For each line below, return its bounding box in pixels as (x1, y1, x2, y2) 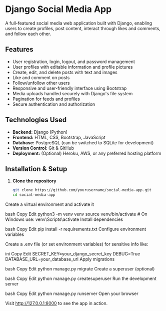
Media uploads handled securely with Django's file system (12, 90, 133, 96)
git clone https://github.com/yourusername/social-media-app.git (12, 188, 151, 193)
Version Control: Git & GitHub (12, 145, 74, 151)
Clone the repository (12, 178, 56, 184)
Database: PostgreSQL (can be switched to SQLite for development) (12, 139, 154, 146)
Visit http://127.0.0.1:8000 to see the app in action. (5, 300, 108, 306)
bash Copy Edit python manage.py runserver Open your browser (5, 290, 138, 296)
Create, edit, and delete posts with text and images (12, 69, 117, 75)
